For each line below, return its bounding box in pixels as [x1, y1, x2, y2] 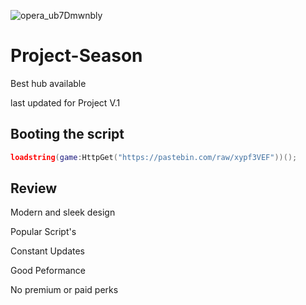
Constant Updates [10, 245, 85, 257]
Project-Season [10, 45, 143, 67]
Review [10, 180, 58, 197]
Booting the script [10, 126, 125, 143]
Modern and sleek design [10, 206, 116, 219]
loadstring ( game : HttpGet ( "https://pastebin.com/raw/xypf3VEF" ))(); [10, 152, 298, 162]
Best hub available [10, 77, 87, 89]
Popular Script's [10, 226, 77, 238]
